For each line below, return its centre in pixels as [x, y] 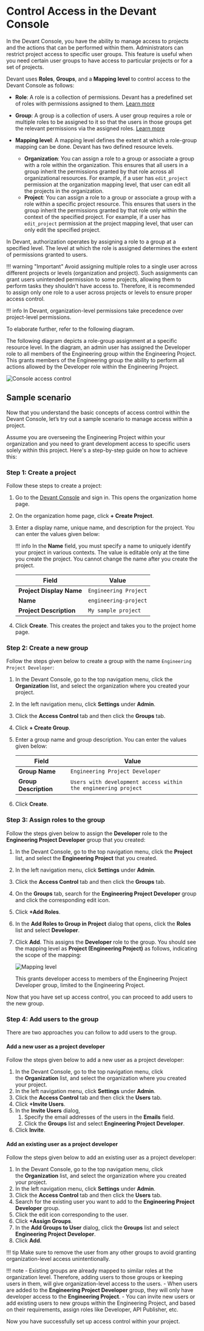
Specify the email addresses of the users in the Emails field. [99, 1117]
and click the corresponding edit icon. [63, 900]
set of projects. [25, 67]
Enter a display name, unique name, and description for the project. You [105, 528]
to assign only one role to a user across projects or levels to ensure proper [99, 292]
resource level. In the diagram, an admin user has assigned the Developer [98, 347]
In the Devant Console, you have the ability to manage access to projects [98, 41]
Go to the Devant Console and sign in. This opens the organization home [106, 498]
